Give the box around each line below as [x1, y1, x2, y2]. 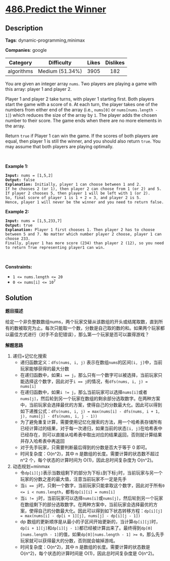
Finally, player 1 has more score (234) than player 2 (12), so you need [5, 241, 164, 246]
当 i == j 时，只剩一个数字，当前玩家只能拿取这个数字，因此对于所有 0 [20, 482, 165, 488]
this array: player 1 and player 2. [5, 86, 72, 92]
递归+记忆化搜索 [12, 353, 47, 359]
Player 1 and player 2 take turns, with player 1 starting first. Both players [5, 96, 154, 102]
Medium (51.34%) [37, 68, 82, 75]
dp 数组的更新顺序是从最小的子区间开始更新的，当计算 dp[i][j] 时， [20, 518, 160, 524]
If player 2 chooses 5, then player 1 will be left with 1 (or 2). [5, 191, 151, 196]
